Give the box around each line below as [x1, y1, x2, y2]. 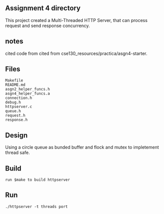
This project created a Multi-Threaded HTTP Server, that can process [5, 17, 148, 23]
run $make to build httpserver [5, 177, 70, 182]
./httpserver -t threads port [5, 204, 68, 209]
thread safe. [5, 149, 30, 155]
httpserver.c [5, 104, 32, 109]
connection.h [5, 95, 32, 100]
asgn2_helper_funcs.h [5, 87, 50, 92]
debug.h [5, 100, 21, 105]
